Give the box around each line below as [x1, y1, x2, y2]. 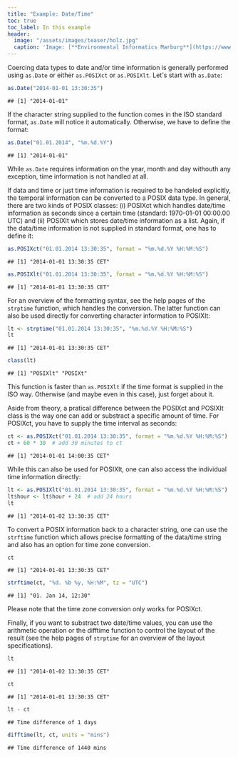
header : [7, 30, 31, 38]
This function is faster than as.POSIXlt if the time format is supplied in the [7, 383, 224, 391]
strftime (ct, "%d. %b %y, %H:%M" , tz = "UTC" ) [7, 579, 148, 586]
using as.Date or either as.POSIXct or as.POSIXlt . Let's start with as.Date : [7, 71, 222, 79]
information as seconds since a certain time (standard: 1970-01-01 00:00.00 [7, 209, 230, 217]
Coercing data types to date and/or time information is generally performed [7, 64, 229, 71]
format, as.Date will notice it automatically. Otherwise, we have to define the [7, 117, 231, 126]
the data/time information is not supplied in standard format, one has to [7, 224, 217, 232]
